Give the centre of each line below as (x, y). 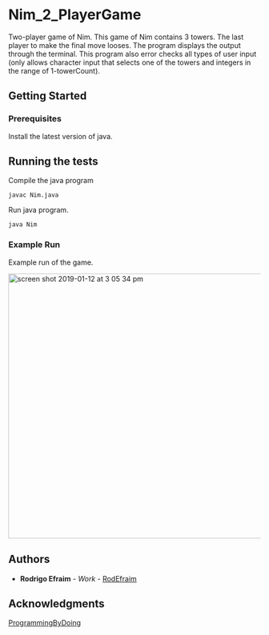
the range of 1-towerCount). (54, 70)
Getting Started (48, 96)
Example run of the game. (51, 262)
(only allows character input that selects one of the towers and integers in (130, 62)
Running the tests (53, 162)
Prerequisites (35, 119)
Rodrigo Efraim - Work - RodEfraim (78, 578)
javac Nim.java (34, 195)
